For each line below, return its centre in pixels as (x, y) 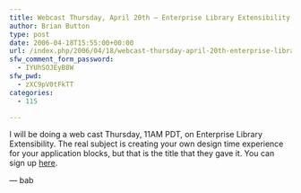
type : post (30, 34)
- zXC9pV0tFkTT (46, 84)
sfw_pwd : (26, 76)
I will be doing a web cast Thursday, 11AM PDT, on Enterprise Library (136, 135)
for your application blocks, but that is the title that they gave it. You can (142, 154)
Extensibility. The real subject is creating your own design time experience (146, 144)
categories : (31, 92)
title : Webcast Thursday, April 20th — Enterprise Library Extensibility (150, 18)
